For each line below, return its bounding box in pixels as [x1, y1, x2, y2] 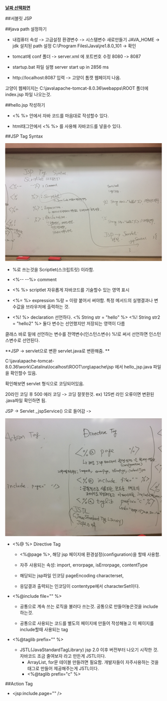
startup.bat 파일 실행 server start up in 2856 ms [12, 64, 109, 70]
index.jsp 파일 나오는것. [5, 92, 52, 97]
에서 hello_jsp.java [115, 364, 153, 369]
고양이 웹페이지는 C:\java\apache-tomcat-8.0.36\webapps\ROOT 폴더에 [5, 85, 149, 91]
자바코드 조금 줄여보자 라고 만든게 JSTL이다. [19, 653, 106, 659]
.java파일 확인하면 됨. [5, 397, 47, 403]
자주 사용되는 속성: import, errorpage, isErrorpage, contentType [19, 562, 148, 568]
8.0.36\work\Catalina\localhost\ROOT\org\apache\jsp [5, 364, 114, 369]
